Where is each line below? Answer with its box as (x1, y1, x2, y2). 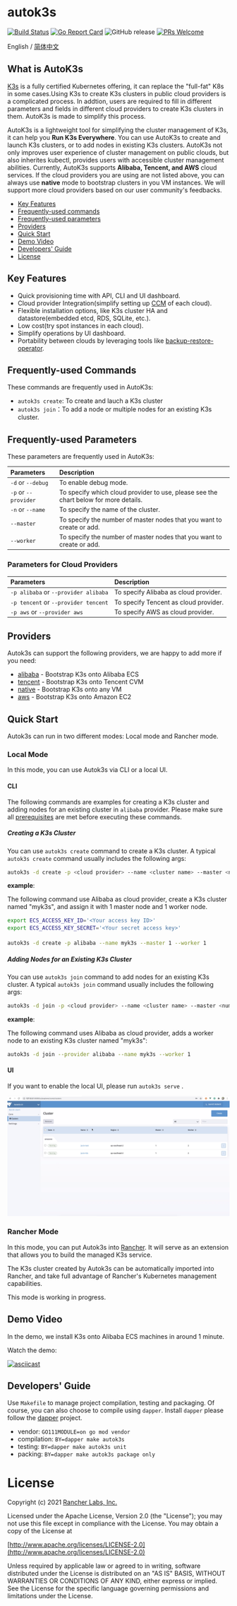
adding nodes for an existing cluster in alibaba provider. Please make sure (7, 805, 224, 814)
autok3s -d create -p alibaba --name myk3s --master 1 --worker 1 (7, 939, 207, 947)
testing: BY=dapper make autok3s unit (17, 1443, 127, 1451)
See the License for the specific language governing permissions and (7, 1584, 209, 1593)
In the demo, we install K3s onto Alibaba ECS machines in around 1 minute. (7, 1332, 224, 1340)
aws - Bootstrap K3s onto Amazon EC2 (17, 693, 132, 701)
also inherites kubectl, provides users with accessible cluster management (7, 156, 224, 164)
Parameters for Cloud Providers (7, 560, 119, 570)
